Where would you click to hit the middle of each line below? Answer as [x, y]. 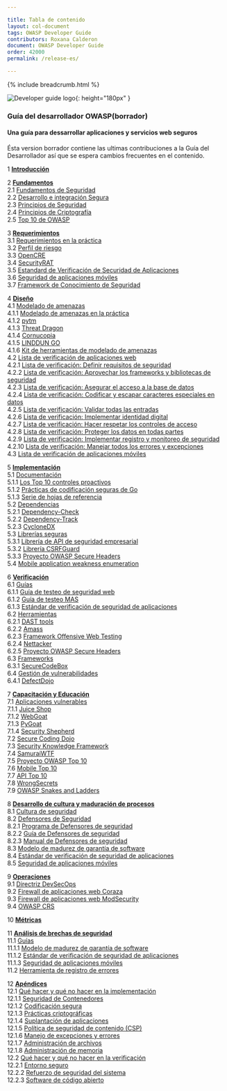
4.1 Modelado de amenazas [46, 306]
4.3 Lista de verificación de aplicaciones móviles [77, 454]
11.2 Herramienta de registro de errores [63, 970]
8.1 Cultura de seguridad [42, 811]
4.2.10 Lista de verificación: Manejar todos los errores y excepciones [105, 446]
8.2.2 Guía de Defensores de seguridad [64, 834]
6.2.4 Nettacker [30, 644]
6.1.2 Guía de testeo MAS [43, 599]
